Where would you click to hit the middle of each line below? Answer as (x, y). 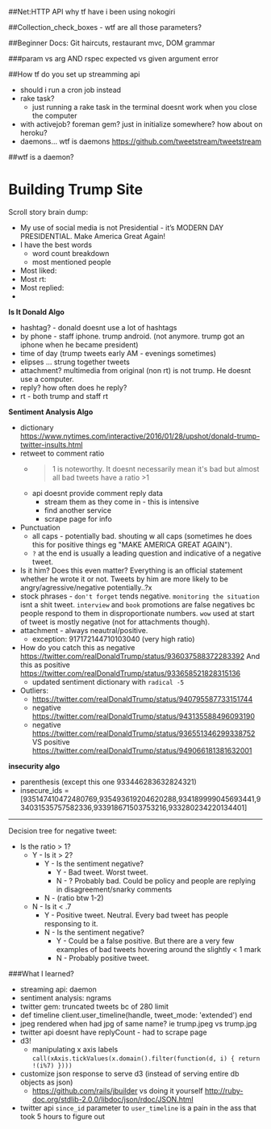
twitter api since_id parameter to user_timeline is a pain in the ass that (138, 1108)
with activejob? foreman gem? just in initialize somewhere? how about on (142, 124)
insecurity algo (34, 766)
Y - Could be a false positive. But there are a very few (145, 941)
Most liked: (38, 271)
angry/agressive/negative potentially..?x (86, 587)
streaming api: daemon (58, 989)
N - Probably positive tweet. (103, 958)
